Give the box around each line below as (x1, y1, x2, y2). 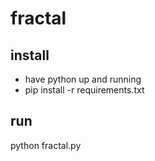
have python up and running (24, 73, 142, 85)
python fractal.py (10, 139, 82, 151)
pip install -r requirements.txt (24, 84, 145, 96)
